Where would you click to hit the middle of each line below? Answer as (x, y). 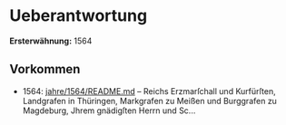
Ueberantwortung (79, 16)
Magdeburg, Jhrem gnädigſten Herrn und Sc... (109, 111)
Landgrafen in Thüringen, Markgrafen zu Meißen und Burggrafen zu (149, 101)
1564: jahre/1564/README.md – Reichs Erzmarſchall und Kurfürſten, (149, 91)
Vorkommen (45, 69)
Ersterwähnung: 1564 (51, 41)
